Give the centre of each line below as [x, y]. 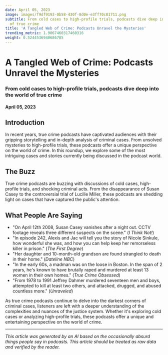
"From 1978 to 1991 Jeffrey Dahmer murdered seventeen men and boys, [86, 280]
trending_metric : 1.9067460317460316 [44, 33]
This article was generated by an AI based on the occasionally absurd [78, 336]
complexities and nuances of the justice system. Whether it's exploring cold [83, 311]
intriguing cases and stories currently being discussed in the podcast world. [83, 156]
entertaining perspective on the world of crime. [54, 322]
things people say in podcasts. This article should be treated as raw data [81, 342]
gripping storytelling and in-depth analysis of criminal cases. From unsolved [83, 140]
